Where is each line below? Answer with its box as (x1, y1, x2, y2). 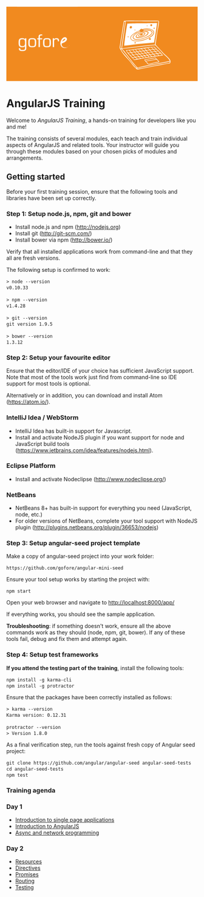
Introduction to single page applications (15, 816, 115, 823)
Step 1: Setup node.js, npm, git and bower (6, 209, 132, 218)
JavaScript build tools (15, 440, 70, 447)
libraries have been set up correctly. (6, 194, 97, 201)
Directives (15, 864, 41, 872)
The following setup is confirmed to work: (6, 266, 111, 273)
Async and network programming (15, 829, 99, 836)
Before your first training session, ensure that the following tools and (6, 188, 178, 195)
